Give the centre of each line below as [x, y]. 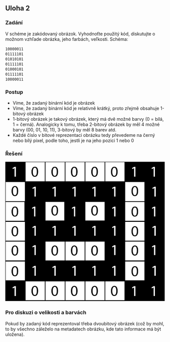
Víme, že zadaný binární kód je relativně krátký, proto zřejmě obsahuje [86, 108]
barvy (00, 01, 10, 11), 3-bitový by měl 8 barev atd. [64, 130]
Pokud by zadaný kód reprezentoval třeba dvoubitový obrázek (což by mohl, [85, 323]
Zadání [14, 23]
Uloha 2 [18, 8]
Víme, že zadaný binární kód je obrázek [54, 103]
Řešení [14, 154]
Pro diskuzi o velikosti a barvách [46, 313]
